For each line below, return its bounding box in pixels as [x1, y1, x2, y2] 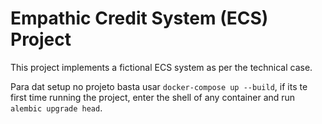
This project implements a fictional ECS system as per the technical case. [10, 61, 313, 73]
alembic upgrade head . [10, 102, 103, 114]
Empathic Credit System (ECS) [10, 7, 269, 30]
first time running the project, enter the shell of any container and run [10, 91, 296, 103]
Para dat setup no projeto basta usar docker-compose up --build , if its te [10, 80, 308, 92]
